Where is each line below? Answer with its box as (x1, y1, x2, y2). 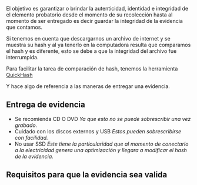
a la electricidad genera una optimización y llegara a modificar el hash (14, 146, 187, 153)
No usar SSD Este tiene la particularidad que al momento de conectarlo (14, 140, 189, 147)
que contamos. (6, 23, 43, 31)
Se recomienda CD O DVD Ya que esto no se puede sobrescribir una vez (14, 115, 191, 122)
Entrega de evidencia (6, 100, 85, 110)
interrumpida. (6, 54, 39, 60)
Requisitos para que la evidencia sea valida (6, 170, 168, 180)
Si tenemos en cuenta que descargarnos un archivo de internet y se (6, 35, 171, 42)
